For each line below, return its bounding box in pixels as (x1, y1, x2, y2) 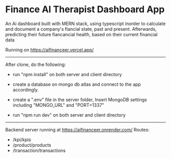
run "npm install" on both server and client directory (12, 71, 122, 77)
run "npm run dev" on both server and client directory (12, 111, 126, 118)
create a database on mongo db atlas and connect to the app (12, 81, 141, 87)
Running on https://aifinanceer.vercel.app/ (5, 47, 94, 53)
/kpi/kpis (12, 137, 32, 143)
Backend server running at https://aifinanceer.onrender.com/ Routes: (5, 126, 150, 132)
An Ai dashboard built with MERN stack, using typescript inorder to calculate (5, 20, 166, 27)
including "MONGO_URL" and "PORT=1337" (12, 102, 104, 108)
